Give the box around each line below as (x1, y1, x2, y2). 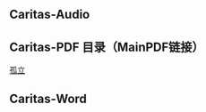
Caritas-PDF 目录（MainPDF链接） (9, 39, 204, 54)
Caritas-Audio (9, 7, 90, 22)
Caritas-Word (9, 91, 88, 106)
